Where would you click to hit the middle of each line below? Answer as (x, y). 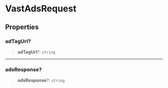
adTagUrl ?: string (36, 52)
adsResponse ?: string (41, 81)
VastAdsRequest (41, 9)
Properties (22, 27)
